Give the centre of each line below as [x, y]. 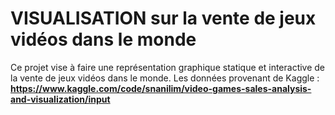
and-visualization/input [60, 99]
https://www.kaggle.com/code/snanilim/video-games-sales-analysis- [161, 88]
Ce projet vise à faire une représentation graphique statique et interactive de [168, 67]
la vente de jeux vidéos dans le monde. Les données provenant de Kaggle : [165, 78]
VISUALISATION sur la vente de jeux [163, 18]
